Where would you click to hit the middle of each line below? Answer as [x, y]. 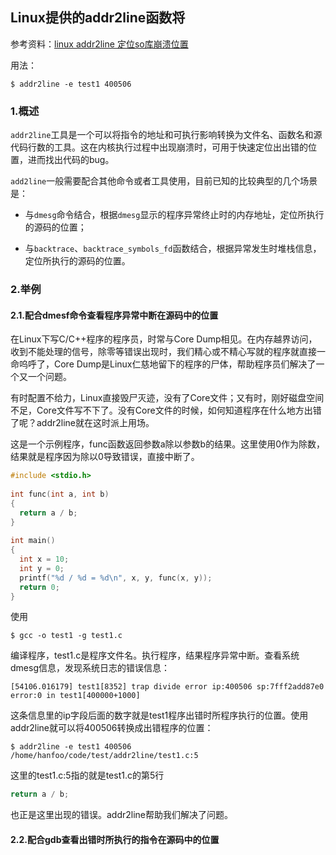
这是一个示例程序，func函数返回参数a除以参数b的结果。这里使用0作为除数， [167, 444]
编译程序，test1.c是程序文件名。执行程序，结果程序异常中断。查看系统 [155, 655]
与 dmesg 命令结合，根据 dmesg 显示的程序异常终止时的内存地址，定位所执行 [174, 215]
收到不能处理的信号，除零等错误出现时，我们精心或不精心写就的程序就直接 [163, 352]
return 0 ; [39, 587]
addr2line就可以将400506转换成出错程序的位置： [112, 728]
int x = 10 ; [44, 559]
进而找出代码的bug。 [71, 160]
